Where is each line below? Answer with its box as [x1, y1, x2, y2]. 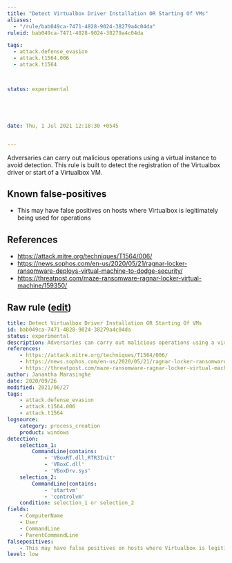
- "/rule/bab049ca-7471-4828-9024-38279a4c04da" [13, 23, 156, 30]
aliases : [7, 17, 32, 23]
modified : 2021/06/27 [7, 384, 70, 391]
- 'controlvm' [43, 493, 85, 500]
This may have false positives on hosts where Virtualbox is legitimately [17, 207, 219, 215]
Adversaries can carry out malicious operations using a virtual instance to [7, 153, 217, 162]
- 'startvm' [43, 486, 79, 494]
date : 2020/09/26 [7, 377, 57, 384]
